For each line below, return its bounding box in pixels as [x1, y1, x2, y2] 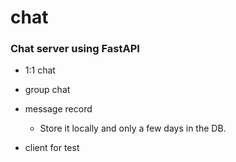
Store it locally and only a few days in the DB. [39, 122, 227, 135]
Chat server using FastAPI [10, 42, 140, 56]
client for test [24, 142, 80, 154]
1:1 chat [24, 64, 56, 76]
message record [24, 103, 93, 115]
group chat [24, 84, 71, 96]
